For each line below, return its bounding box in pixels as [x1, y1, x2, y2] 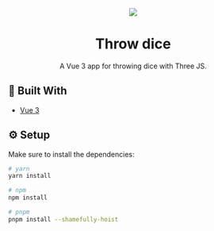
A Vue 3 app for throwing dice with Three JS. [59, 61, 208, 71]
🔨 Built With [8, 84, 67, 98]
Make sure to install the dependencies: [8, 149, 135, 159]
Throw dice [94, 35, 172, 53]
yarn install [8, 172, 52, 180]
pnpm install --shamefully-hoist [8, 215, 119, 223]
